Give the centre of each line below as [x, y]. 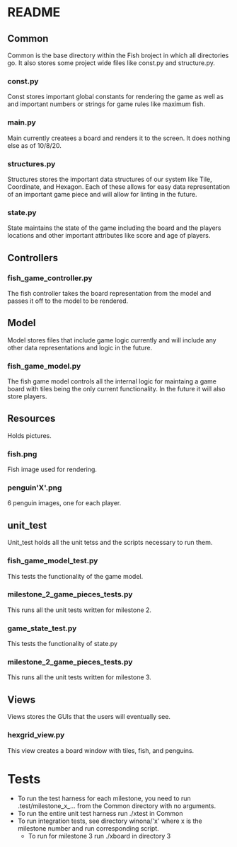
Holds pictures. [29, 435]
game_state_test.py [42, 628]
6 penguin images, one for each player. [64, 503]
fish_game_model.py [44, 366]
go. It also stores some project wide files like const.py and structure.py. [111, 63]
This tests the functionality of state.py [63, 644]
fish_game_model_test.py [53, 561]
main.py [22, 122]
